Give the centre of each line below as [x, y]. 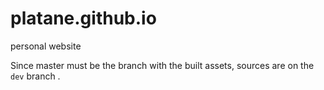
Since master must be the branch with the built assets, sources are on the [162, 65]
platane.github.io [83, 18]
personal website [46, 46]
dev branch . [35, 76]
